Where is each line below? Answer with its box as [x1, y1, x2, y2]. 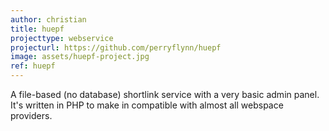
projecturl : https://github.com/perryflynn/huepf [10, 42, 222, 53]
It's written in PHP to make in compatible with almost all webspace [10, 99, 284, 111]
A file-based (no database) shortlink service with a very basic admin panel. [10, 89, 320, 100]
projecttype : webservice [10, 33, 114, 43]
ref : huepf [10, 61, 56, 71]
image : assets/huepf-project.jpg [10, 52, 150, 62]
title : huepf [10, 24, 65, 34]
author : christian [10, 14, 87, 25]
